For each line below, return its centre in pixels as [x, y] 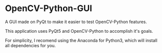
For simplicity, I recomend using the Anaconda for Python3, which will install [81, 40]
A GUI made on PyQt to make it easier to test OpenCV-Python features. [76, 22]
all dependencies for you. [30, 45]
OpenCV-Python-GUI [49, 8]
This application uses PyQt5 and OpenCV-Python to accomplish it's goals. [79, 31]
